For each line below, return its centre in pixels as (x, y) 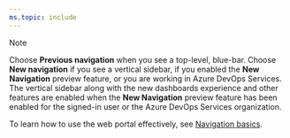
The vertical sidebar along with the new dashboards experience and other (144, 88)
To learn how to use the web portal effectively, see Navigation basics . (136, 124)
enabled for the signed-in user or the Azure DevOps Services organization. (145, 106)
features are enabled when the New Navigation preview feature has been (143, 97)
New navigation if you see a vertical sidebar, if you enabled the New (134, 69)
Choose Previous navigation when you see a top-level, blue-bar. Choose (143, 59)
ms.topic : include (43, 17)
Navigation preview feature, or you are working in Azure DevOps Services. (146, 78)
